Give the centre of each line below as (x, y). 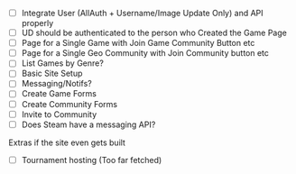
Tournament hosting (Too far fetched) (92, 160)
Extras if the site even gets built (67, 142)
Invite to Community (59, 114)
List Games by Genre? (63, 63)
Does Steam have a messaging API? (88, 124)
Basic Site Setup (52, 73)
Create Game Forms (59, 94)
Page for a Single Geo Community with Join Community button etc (145, 53)
